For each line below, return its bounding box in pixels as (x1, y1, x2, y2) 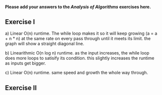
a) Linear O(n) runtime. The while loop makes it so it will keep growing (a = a (5, 30, 158, 36)
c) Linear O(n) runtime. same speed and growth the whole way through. (5, 70, 148, 76)
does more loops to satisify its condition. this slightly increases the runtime (5, 55, 154, 61)
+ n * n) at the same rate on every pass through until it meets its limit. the (5, 36, 151, 41)
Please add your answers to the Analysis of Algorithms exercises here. (5, 4, 151, 10)
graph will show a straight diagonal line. (5, 41, 84, 47)
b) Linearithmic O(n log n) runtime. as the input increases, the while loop (5, 50, 149, 56)
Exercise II (5, 83, 37, 92)
